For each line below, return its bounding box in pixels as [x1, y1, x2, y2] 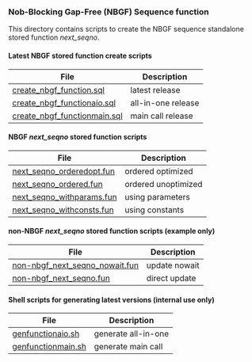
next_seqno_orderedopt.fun [12, 166, 116, 177]
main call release [130, 110, 193, 121]
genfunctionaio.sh [12, 328, 80, 339]
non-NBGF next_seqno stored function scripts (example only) [8, 227, 216, 236]
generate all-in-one [94, 328, 170, 339]
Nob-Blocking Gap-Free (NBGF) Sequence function [8, 6, 210, 17]
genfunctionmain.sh [12, 341, 87, 352]
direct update [146, 272, 197, 284]
